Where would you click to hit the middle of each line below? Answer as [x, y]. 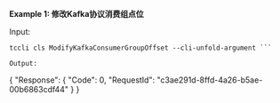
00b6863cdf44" [39, 89]
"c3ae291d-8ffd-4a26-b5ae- [210, 80]
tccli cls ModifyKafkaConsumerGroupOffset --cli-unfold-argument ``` [141, 48]
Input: [20, 32]
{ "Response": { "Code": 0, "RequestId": [82, 80]
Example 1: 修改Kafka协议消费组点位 [76, 14]
